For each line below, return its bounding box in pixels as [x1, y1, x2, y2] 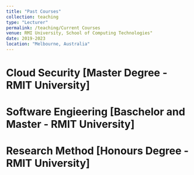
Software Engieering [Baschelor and [6, 106, 186, 118]
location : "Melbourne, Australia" [6, 41, 91, 47]
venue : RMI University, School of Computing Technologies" [6, 30, 153, 36]
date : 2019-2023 [6, 36, 46, 41]
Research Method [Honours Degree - [6, 144, 189, 157]
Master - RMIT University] [6, 118, 135, 131]
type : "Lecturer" [6, 19, 49, 25]
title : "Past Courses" [6, 8, 61, 15]
